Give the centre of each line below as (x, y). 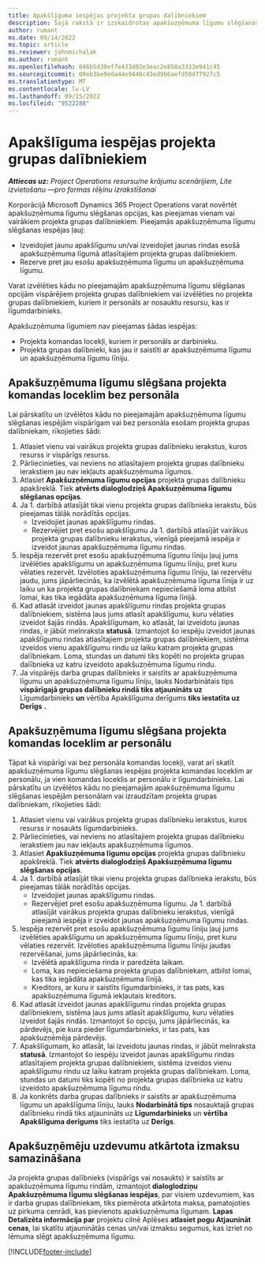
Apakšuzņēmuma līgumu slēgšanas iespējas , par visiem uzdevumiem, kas (131, 1194)
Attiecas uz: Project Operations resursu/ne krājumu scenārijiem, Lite (120, 181)
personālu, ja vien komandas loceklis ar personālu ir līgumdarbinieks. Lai (126, 779)
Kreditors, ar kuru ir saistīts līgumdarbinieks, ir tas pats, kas (128, 987)
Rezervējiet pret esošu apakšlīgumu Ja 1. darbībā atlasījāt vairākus (140, 530)
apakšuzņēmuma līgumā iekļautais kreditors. (104, 996)
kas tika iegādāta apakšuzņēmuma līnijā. (97, 978)
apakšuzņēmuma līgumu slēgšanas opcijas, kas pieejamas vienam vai (121, 213)
